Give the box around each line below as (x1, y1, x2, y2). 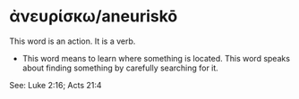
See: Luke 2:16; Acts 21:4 (9, 79, 102, 90)
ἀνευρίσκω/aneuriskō (9, 6, 178, 27)
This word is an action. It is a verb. (9, 36, 136, 46)
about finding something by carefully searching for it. (21, 62, 219, 73)
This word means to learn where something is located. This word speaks (21, 53, 291, 63)
